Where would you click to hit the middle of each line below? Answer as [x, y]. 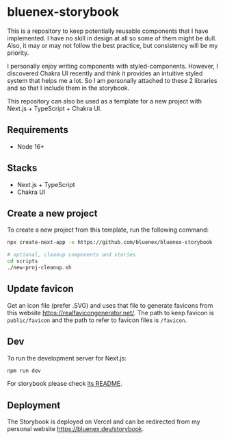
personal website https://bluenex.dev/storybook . [76, 429]
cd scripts [23, 261]
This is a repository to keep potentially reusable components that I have [108, 31]
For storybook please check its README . [65, 384]
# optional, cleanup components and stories [71, 255]
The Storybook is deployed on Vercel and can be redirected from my [104, 421]
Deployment [34, 405]
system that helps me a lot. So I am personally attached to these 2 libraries [112, 80]
